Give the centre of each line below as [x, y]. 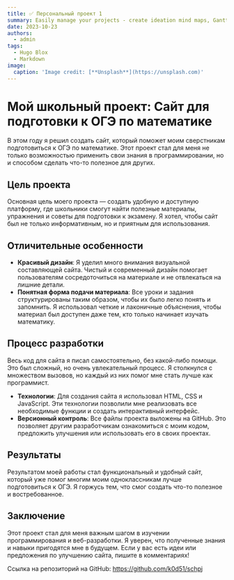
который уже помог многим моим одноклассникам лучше [95, 479]
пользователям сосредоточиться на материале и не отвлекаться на [119, 277]
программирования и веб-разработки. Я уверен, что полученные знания [116, 540]
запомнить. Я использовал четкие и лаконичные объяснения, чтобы [119, 307]
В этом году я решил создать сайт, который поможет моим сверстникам [116, 141]
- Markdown [29, 59]
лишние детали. [41, 285]
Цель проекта [39, 184]
